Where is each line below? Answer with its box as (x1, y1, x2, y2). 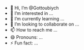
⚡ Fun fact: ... (10, 40, 38, 46)
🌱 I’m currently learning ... (10, 16, 65, 21)
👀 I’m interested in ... (10, 10, 53, 16)
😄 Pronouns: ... (10, 34, 43, 40)
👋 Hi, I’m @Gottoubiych (10, 5, 59, 11)
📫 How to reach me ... (10, 27, 58, 33)
